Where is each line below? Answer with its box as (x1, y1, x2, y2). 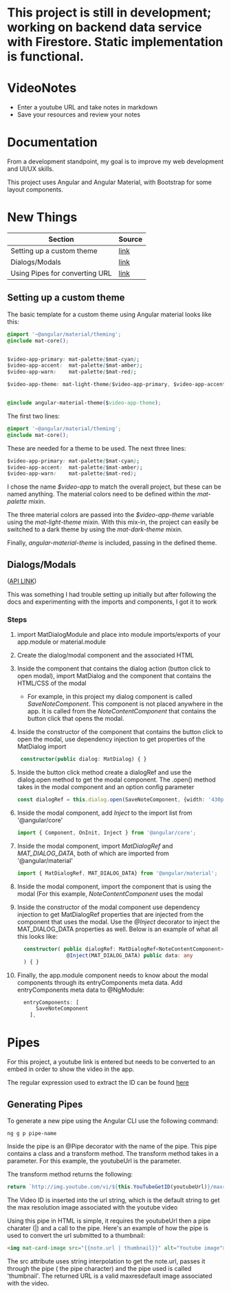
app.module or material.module (16, 638, 107, 646)
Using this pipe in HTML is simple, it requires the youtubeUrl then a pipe (7, 1216, 211, 1225)
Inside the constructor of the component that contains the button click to (16, 728, 223, 736)
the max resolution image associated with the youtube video (7, 1203, 178, 1211)
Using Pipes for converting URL (10, 269, 112, 278)
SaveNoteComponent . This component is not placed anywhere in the (27, 700, 223, 708)
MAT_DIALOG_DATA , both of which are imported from (16, 849, 170, 857)
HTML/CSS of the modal (16, 679, 87, 687)
